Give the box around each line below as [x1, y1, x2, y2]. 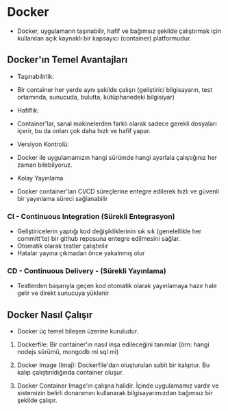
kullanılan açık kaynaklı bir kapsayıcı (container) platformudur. [16, 34, 192, 42]
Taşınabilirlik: [16, 72, 55, 80]
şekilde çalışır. [16, 396, 58, 405]
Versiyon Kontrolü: [16, 140, 70, 148]
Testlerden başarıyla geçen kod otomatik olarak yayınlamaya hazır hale [16, 282, 217, 290]
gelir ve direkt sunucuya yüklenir [16, 289, 110, 297]
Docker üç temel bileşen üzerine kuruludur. [16, 327, 139, 336]
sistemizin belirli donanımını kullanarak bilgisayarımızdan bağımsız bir [16, 389, 213, 397]
